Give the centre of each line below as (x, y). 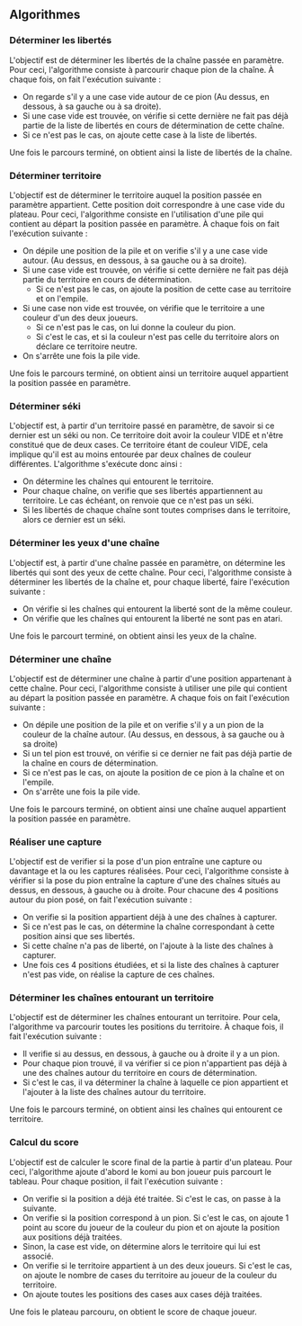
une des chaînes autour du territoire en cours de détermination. (140, 1073)
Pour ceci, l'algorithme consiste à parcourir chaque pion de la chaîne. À (142, 69)
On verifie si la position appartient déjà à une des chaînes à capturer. (150, 918)
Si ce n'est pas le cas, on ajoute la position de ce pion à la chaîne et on (153, 772)
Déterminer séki (45, 406)
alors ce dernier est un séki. (74, 520)
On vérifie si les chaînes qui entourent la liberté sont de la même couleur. (157, 609)
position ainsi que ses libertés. (79, 936)
